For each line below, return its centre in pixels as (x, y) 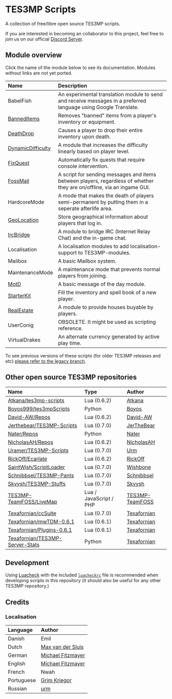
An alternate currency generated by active (109, 336)
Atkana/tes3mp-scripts (36, 400)
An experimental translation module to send (110, 94)
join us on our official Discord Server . (44, 39)
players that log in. (80, 223)
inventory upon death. (84, 136)
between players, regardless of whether (106, 181)
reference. (70, 328)
